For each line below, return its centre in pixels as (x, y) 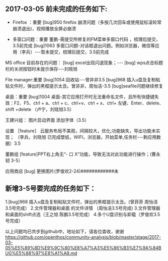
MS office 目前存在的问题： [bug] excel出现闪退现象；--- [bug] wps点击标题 (84, 63)
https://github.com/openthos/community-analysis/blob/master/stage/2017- (83, 237)
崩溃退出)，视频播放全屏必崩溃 (44, 28)
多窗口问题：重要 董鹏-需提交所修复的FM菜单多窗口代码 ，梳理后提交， (87, 39)
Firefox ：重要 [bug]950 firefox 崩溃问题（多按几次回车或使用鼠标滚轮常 (87, 22)
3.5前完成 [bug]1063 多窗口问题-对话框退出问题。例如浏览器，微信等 (84, 45)
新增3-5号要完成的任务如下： (51, 189)
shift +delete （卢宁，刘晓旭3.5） (40, 109)
